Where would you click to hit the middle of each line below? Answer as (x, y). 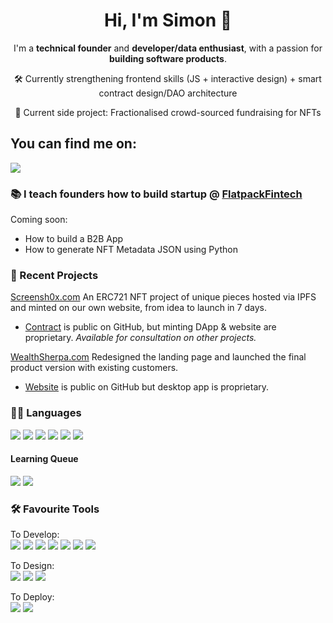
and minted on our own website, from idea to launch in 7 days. (138, 308)
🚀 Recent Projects (54, 275)
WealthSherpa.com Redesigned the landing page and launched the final (158, 357)
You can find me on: (73, 144)
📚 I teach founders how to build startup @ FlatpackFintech (156, 194)
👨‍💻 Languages (46, 413)
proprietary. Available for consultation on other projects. (140, 338)
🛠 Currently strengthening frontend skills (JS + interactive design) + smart (168, 78)
